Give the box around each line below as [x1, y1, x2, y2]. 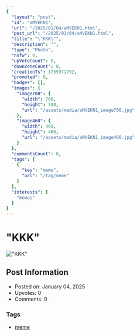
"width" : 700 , [21, 96, 57, 102]
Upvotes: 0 [14, 289, 42, 296]
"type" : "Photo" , [11, 47, 54, 53]
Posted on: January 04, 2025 [14, 283, 86, 290]
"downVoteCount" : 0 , [11, 63, 62, 69]
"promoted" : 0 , [11, 74, 49, 80]
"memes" [16, 195, 35, 201]
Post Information [6, 267, 69, 277]
